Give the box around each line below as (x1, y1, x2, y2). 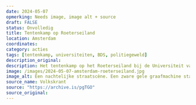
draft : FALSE (6, 19, 38, 25)
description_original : (6, 57, 61, 63)
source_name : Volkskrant (6, 79, 66, 85)
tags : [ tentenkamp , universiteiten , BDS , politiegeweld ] (6, 52, 148, 58)
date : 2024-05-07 (6, 8, 48, 15)
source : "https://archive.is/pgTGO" (6, 85, 95, 90)
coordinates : (6, 41, 38, 47)
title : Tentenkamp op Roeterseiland (6, 30, 95, 36)
